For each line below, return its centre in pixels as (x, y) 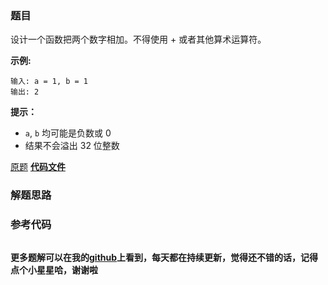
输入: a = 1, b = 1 (49, 82)
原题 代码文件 (38, 167)
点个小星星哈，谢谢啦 (54, 269)
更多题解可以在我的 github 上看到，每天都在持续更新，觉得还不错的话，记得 (164, 257)
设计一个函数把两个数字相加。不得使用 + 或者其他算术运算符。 (138, 39)
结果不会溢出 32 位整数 (72, 146)
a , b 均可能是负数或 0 (68, 133)
